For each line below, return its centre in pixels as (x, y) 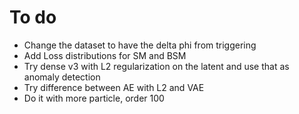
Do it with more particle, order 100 (94, 98)
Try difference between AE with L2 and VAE (114, 87)
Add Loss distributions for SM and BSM (105, 55)
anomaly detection (62, 77)
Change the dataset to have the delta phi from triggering (140, 45)
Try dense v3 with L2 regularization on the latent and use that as (156, 66)
